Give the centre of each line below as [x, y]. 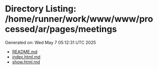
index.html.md [26, 57]
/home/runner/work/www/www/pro [79, 19]
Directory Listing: [41, 9]
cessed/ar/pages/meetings [61, 29]
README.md [25, 52]
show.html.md [26, 62]
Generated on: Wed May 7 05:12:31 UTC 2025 [50, 42]
